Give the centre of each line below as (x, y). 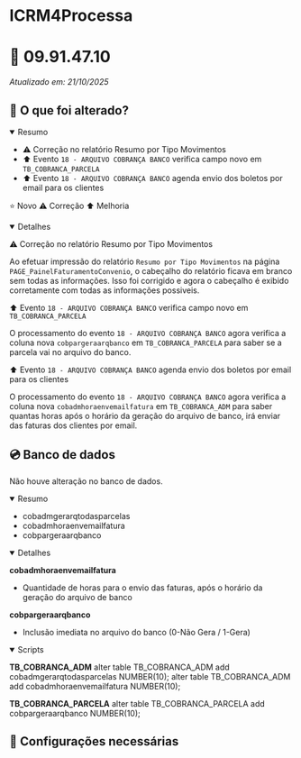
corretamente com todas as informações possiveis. (105, 290)
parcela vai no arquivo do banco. (70, 352)
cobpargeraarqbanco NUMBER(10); (75, 713)
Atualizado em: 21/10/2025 (59, 82)
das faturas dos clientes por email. (73, 425)
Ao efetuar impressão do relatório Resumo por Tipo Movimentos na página (145, 261)
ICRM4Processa (71, 16)
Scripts (31, 649)
